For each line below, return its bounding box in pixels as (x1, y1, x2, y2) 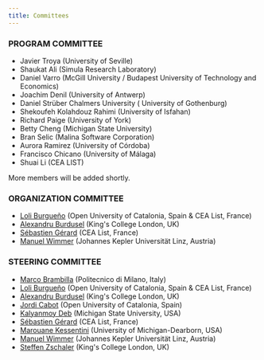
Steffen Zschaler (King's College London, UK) (19, 342, 169, 351)
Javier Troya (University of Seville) (19, 56, 134, 65)
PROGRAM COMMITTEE (8, 37, 103, 49)
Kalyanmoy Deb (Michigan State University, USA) (19, 308, 181, 318)
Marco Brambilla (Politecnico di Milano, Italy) (19, 274, 167, 284)
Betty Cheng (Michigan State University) (19, 123, 153, 133)
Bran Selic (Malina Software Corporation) (19, 132, 155, 142)
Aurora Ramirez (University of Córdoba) (19, 140, 150, 150)
